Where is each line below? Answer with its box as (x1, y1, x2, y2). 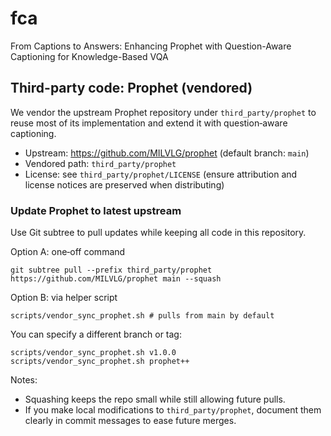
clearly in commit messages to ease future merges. (24, 415, 237, 427)
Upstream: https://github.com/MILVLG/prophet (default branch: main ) (24, 147, 310, 159)
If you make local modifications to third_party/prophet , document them (24, 404, 322, 416)
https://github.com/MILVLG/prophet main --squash (10, 274, 222, 284)
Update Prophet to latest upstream (10, 203, 182, 217)
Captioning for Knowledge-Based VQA (10, 50, 169, 62)
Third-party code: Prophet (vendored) (10, 80, 253, 97)
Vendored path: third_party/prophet (24, 157, 177, 169)
